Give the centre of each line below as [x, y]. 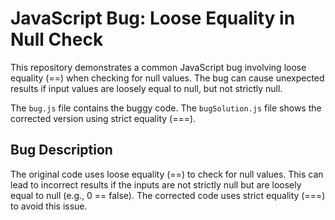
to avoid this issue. [49, 206]
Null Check [57, 39]
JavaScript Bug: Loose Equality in [153, 18]
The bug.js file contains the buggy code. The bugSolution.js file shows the [166, 108]
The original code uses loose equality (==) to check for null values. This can [167, 174]
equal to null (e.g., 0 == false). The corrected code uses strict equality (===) [168, 195]
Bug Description [61, 150]
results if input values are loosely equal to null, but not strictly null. [146, 88]
